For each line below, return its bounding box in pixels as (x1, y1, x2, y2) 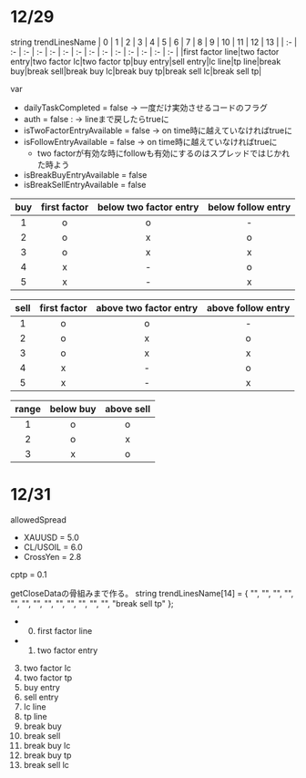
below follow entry (207, 201, 291, 213)
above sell (105, 402, 151, 415)
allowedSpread (10, 513, 67, 525)
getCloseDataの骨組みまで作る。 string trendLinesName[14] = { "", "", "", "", (10, 587, 294, 598)
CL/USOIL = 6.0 (23, 541, 83, 553)
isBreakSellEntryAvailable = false (23, 179, 147, 190)
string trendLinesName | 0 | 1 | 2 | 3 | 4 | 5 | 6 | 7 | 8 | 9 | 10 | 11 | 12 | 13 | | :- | (10, 36, 298, 47)
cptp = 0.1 (10, 568, 47, 580)
